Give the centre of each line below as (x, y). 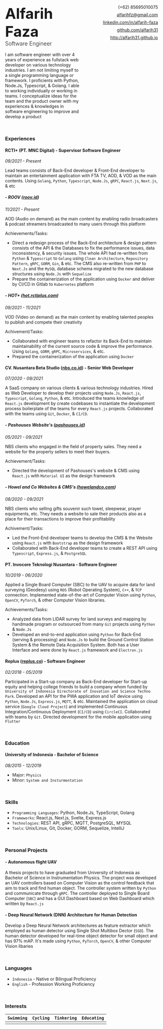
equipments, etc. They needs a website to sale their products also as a (76, 514)
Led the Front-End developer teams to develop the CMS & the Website (82, 538)
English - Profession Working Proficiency (53, 984)
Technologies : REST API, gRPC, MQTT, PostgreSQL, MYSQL (72, 823)
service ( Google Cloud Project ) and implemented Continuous (66, 706)
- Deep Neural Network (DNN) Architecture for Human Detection (71, 915)
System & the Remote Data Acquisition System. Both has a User (76, 645)
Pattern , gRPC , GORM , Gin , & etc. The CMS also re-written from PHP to (79, 264)
